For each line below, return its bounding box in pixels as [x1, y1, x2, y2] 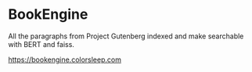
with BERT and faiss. [8, 39, 74, 49]
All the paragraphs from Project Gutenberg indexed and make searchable [8, 31, 244, 41]
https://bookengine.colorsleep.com [8, 55, 121, 64]
